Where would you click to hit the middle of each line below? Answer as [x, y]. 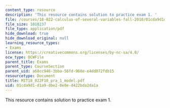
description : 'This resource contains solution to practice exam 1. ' [81, 15]
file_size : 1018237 [26, 24]
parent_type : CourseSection [35, 66]
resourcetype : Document [30, 76]
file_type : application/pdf [35, 29]
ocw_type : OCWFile [25, 57]
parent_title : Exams [27, 62]
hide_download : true [27, 33]
